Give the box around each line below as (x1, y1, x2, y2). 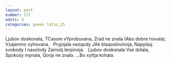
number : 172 (5, 12, 31, 17)
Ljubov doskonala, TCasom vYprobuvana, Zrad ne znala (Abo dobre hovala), (5, 36, 166, 42)
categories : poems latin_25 (5, 22, 66, 27)
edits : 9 (5, 17, 24, 22)
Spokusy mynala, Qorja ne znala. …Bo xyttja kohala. (5, 52, 115, 58)
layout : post (5, 7, 33, 13)
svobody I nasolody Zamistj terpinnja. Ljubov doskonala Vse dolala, (5, 47, 149, 53)
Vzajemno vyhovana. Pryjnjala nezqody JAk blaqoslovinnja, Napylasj (5, 41, 153, 48)
